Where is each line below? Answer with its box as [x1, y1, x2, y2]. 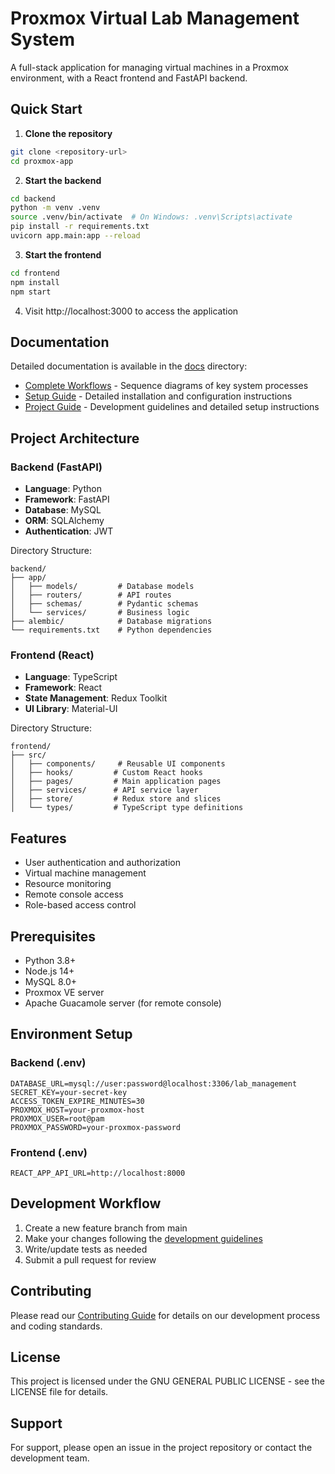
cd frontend [10, 268, 60, 278]
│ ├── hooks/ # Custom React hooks [10, 768, 203, 778]
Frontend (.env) [10, 1145, 88, 1159]
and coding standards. [10, 1320, 103, 1332]
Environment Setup [10, 1026, 133, 1043]
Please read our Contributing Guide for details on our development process [10, 1309, 321, 1321]
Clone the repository [24, 127, 113, 139]
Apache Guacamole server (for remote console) [24, 997, 222, 1009]
